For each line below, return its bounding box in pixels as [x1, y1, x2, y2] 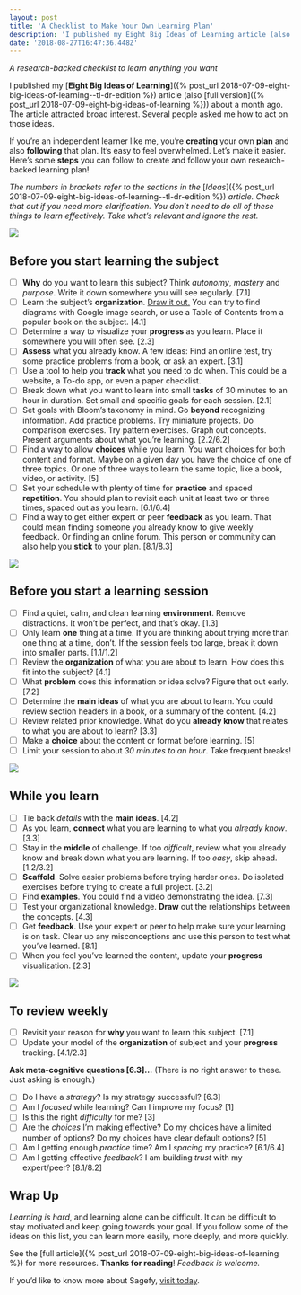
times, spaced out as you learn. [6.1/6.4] [21, 502, 171, 513]
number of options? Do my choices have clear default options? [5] [21, 1132, 267, 1143]
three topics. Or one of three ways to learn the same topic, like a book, [21, 463, 283, 474]
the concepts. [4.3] [21, 912, 94, 922]
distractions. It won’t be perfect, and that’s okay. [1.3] [21, 617, 219, 629]
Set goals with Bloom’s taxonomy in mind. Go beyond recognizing [21, 405, 266, 416]
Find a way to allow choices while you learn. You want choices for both [21, 444, 286, 454]
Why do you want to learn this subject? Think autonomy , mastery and [21, 277, 280, 288]
